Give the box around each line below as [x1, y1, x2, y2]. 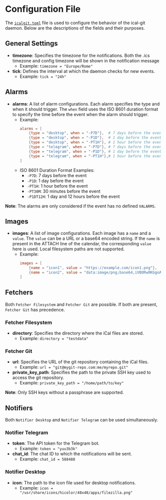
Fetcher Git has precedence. [5, 307, 65, 312]
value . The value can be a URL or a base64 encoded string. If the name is [12, 235, 160, 241]
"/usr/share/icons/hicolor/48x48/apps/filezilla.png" [19, 490, 133, 495]
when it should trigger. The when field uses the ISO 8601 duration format [12, 106, 158, 112]
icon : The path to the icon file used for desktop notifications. [12, 480, 136, 486]
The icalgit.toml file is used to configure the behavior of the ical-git [5, 20, 146, 26]
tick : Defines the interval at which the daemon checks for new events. [12, 68, 155, 74]
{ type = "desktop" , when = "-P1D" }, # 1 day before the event [29, 135, 162, 140]
